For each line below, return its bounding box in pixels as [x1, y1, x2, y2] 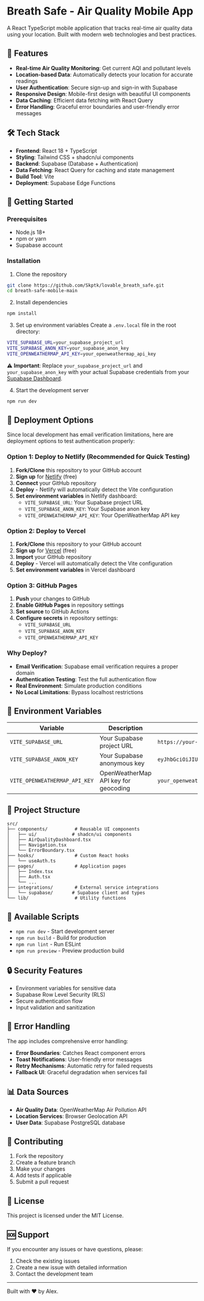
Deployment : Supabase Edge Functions [15, 179, 116, 186]
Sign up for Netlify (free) [15, 473, 77, 480]
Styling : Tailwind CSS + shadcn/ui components [15, 153, 134, 161]
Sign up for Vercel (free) [15, 547, 77, 554]
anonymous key [99, 759, 145, 768]
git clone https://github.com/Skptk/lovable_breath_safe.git [7, 282, 165, 289]
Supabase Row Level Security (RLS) [15, 991, 105, 998]
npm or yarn [15, 235, 47, 242]
